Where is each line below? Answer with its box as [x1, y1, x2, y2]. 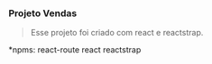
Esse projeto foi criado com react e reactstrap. [30, 28, 204, 38]
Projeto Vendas [8, 7, 78, 20]
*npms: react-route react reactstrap [8, 44, 142, 55]
